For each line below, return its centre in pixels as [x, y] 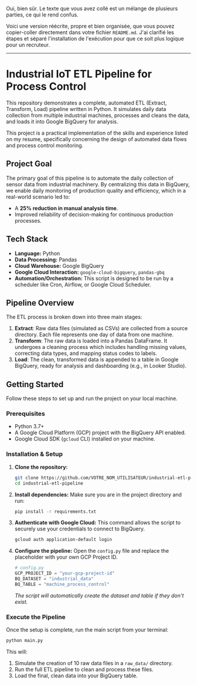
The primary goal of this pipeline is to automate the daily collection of [90, 178]
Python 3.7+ [29, 427]
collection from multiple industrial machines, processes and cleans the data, [98, 115]
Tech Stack [27, 239]
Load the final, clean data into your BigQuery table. [76, 676]
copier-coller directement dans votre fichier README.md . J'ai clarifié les [90, 32]
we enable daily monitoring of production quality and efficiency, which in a [96, 190]
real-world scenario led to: [38, 197]
